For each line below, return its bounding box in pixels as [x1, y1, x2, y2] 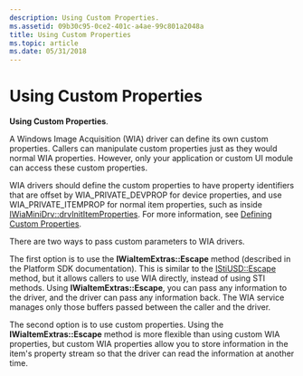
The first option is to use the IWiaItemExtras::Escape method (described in [9, 254, 291, 265]
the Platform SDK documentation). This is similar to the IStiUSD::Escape [9, 264, 277, 275]
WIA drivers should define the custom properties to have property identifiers [9, 180, 295, 191]
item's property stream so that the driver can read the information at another [9, 348, 295, 359]
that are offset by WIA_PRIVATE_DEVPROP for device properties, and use [9, 189, 282, 200]
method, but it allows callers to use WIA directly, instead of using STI [9, 273, 265, 284]
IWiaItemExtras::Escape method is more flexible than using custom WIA [9, 329, 280, 340]
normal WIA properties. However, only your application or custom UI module [9, 153, 294, 164]
